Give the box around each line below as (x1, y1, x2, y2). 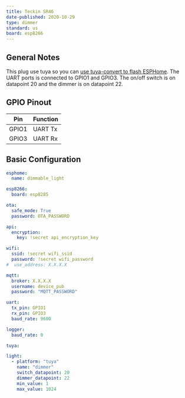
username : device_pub (11, 283, 65, 289)
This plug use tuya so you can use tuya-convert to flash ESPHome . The (6, 68, 180, 75)
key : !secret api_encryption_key (16, 235, 99, 241)
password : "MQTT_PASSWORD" (11, 289, 78, 295)
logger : (6, 326, 25, 333)
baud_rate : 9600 (11, 316, 51, 321)
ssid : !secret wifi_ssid (11, 251, 72, 257)
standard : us (6, 25, 38, 31)
